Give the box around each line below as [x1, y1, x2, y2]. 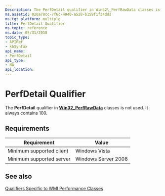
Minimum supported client [7, 147, 69, 154]
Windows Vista [75, 147, 110, 154]
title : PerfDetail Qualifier [5, 21, 65, 26]
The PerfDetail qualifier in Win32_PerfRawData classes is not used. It [5, 104, 148, 110]
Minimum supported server [7, 155, 71, 162]
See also [5, 172, 32, 181]
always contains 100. [5, 110, 48, 116]
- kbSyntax [5, 44, 28, 49]
